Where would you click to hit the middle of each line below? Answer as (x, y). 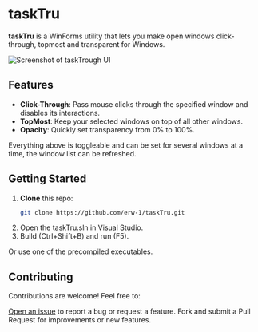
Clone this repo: (46, 198)
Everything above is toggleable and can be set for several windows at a (126, 145)
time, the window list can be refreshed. (73, 153)
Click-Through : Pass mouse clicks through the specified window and (134, 104)
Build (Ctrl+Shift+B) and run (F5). (74, 236)
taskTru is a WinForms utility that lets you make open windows (111, 36)
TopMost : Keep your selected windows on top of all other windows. (131, 121)
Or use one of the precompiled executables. (81, 251)
